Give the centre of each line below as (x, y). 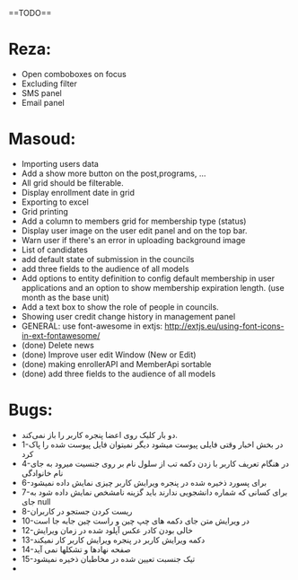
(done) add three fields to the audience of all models (118, 373)
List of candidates (55, 250)
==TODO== (30, 13)
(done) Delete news (58, 345)
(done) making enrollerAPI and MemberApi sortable (116, 364)
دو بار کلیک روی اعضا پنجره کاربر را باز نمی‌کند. (100, 435)
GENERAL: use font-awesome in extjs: (92, 326)
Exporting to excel (55, 202)
